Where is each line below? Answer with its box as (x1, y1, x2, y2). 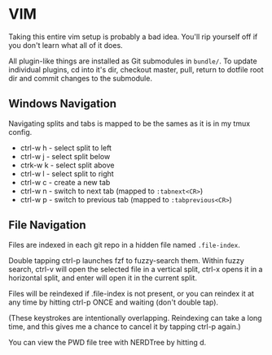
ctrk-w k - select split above (20, 160, 115, 170)
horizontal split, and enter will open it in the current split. (8, 273, 198, 283)
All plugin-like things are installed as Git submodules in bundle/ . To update (8, 56, 258, 66)
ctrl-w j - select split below (20, 151, 111, 161)
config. (8, 127, 33, 136)
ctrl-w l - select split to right (20, 168, 114, 179)
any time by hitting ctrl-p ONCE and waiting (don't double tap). (8, 297, 218, 307)
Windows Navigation (8, 97, 116, 110)
